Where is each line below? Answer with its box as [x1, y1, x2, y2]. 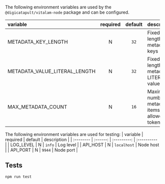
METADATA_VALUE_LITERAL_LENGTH [7, 68, 96, 75]
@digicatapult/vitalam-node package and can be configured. [5, 9, 130, 15]
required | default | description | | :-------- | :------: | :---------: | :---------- [5, 137, 158, 142]
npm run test [5, 174, 32, 179]
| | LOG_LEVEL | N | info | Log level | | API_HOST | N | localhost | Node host [5, 142, 160, 148]
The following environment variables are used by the [5, 4, 111, 10]
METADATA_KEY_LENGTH [7, 39, 68, 45]
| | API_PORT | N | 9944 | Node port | [5, 147, 78, 153]
